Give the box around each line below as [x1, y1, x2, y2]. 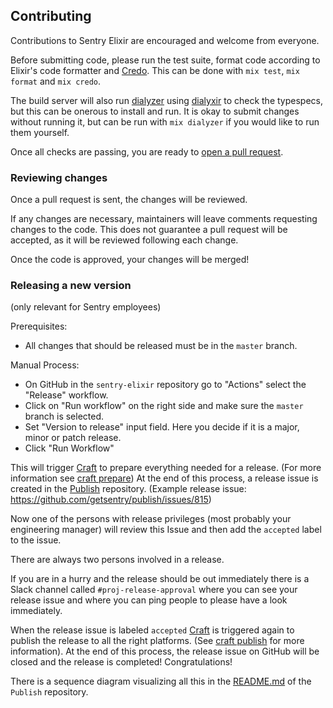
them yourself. [10, 126, 70, 138]
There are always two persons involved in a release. [10, 554, 225, 566]
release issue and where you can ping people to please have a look [10, 594, 288, 606]
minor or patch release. [24, 432, 122, 444]
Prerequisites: [10, 320, 68, 333]
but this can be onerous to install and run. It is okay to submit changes [10, 105, 300, 117]
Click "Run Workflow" [24, 442, 115, 454]
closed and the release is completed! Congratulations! [10, 656, 233, 668]
